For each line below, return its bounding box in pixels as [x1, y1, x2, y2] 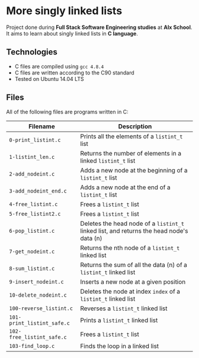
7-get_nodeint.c [9, 248, 55, 255]
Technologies [6, 47, 58, 57]
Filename [28, 122, 55, 131]
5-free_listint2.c [9, 210, 61, 217]
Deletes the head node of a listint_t [79, 219, 185, 227]
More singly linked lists [6, 4, 123, 18]
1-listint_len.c [9, 154, 55, 160]
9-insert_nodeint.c [9, 278, 64, 285]
